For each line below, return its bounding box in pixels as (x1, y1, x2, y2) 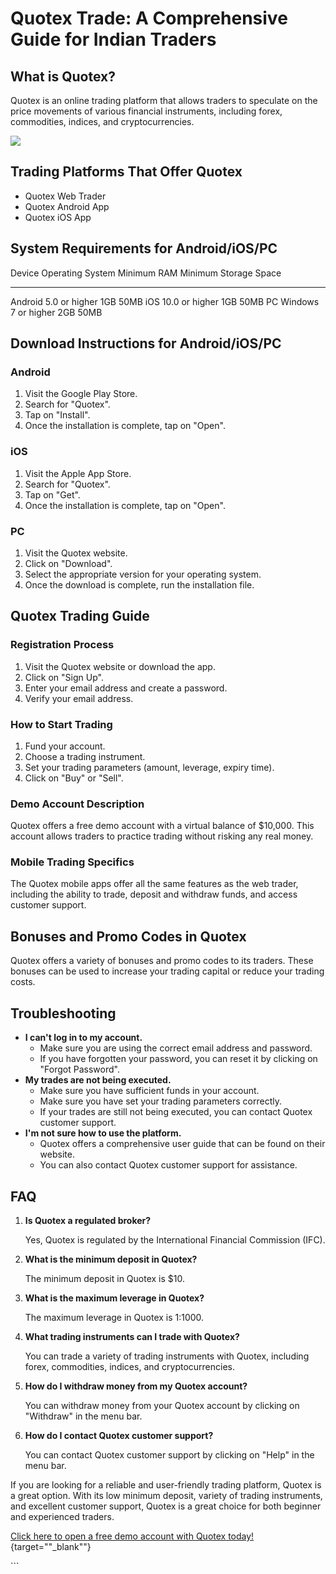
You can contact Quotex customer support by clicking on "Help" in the (24, 1448, 315, 1461)
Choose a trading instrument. (24, 750, 146, 762)
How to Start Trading (10, 717, 113, 731)
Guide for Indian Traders (10, 28, 217, 51)
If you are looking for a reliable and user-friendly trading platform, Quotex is (10, 1478, 322, 1491)
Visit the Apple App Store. (24, 467, 132, 479)
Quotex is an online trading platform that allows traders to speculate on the (10, 95, 318, 106)
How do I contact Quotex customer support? (24, 1429, 214, 1441)
